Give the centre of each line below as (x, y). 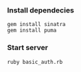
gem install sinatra (37, 25)
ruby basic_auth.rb (35, 62)
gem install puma (32, 31)
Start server (27, 48)
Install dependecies (40, 10)
